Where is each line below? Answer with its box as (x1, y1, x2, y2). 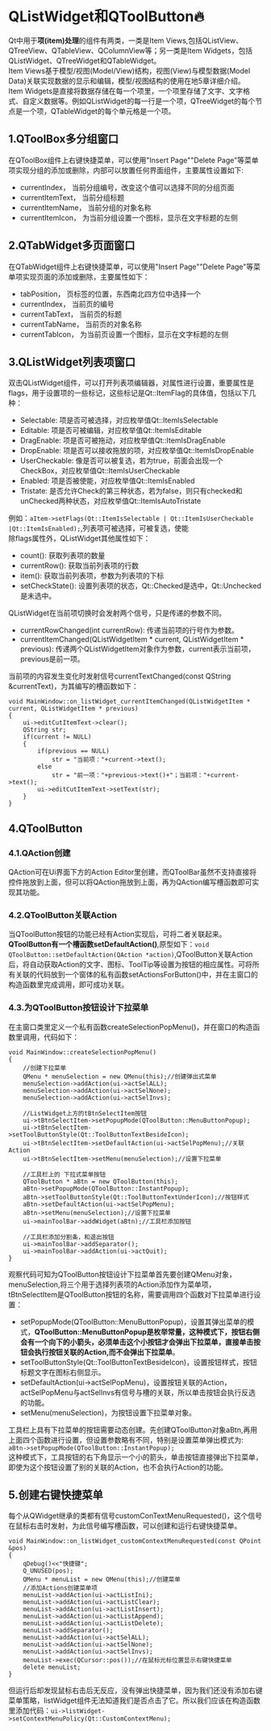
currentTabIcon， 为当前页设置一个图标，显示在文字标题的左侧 (19, 329, 228, 339)
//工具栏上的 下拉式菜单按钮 (23, 1170, 106, 1179)
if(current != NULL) (23, 733, 92, 742)
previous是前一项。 (19, 654, 85, 664)
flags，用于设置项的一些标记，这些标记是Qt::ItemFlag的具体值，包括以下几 (8, 389, 256, 398)
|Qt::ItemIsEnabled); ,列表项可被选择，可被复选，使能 (8, 523, 190, 533)
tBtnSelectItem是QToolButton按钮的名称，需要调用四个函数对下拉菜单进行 (8, 1289, 254, 1299)
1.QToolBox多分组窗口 (8, 132, 119, 146)
